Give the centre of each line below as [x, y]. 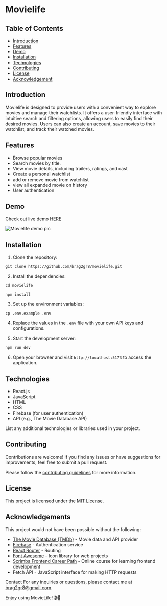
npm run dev [18, 348]
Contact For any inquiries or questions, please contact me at [69, 582]
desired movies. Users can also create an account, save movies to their [80, 124]
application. [25, 363]
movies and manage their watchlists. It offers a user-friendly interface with [84, 113]
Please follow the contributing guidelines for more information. [71, 472]
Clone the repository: [35, 257]
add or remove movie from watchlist [51, 179]
